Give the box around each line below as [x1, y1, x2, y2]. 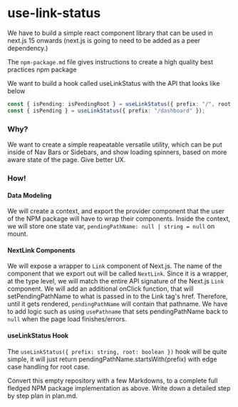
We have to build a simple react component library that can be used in [7, 29, 214, 37]
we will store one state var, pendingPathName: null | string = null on [7, 222, 215, 231]
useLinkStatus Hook [7, 331, 69, 340]
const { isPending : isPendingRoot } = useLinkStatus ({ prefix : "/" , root [7, 100, 232, 108]
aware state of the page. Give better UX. [7, 155, 126, 164]
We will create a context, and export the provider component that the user [7, 207, 224, 216]
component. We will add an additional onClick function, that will [7, 284, 194, 293]
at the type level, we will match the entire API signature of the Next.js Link [7, 277, 224, 286]
